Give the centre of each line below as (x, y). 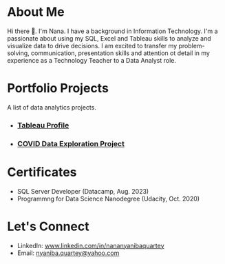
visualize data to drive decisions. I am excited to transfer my (92, 45)
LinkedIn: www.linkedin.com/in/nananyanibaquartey (90, 245)
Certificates (42, 172)
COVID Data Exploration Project (71, 143)
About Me (36, 12)
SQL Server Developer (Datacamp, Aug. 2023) (83, 191)
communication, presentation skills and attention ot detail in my (120, 53)
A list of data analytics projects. (52, 107)
